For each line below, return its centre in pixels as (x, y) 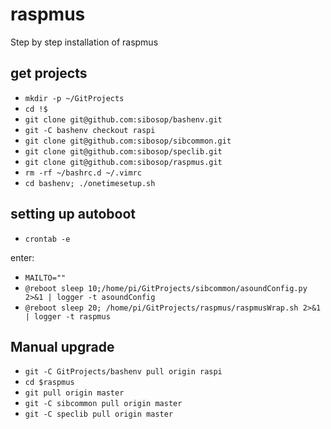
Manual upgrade (62, 346)
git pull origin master (74, 393)
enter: (22, 257)
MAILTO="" (45, 278)
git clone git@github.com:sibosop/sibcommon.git (128, 141)
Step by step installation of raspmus (84, 42)
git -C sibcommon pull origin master (103, 404)
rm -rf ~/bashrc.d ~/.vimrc (83, 173)
